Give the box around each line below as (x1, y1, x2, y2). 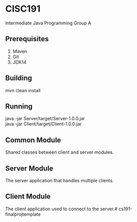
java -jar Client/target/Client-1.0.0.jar (5, 121, 82, 127)
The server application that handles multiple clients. (5, 178, 114, 183)
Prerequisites (5, 35, 49, 43)
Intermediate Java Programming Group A (5, 20, 92, 26)
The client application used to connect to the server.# (5, 206, 118, 212)
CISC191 (5, 3, 41, 15)
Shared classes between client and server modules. (5, 149, 114, 155)
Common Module (5, 135, 61, 144)
